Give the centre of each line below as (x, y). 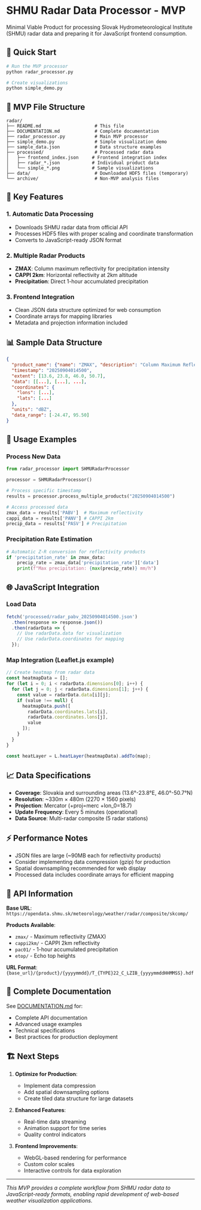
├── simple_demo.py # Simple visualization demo (87, 142)
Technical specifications (45, 1030)
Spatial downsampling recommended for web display (80, 868)
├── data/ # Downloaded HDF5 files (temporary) (97, 174)
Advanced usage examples (48, 1024)
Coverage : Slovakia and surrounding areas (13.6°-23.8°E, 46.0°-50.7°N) (104, 793)
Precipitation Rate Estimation (49, 540)
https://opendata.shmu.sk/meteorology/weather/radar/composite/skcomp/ (97, 914)
